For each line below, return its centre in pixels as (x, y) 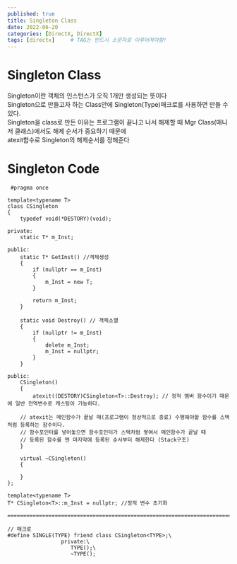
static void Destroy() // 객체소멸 (69, 321)
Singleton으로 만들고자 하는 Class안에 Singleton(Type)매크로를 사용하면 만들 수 (118, 105)
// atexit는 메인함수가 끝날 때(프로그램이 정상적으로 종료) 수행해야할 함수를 (119, 418)
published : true (31, 14)
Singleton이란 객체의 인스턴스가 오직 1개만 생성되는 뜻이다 (87, 96)
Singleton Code (54, 169)
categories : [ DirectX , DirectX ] (55, 34)
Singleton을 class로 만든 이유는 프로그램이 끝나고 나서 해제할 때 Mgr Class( (112, 122)
